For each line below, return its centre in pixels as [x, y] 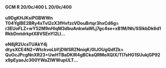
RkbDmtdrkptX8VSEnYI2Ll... [35, 34]
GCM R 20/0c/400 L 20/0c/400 [38, 7]
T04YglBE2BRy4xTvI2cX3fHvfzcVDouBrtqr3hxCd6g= [62, 23]
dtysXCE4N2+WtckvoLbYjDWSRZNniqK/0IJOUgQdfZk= [64, 50]
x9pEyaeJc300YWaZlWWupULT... [42, 60]
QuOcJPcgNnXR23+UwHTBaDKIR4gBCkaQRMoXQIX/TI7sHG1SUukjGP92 [83, 55]
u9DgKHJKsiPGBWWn [29, 18]
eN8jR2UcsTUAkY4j [26, 44]
